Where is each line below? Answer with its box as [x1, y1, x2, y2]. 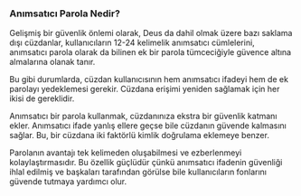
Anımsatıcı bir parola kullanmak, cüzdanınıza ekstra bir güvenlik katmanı [9, 111, 277, 122]
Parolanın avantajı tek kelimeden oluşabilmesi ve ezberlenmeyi [9, 147, 242, 158]
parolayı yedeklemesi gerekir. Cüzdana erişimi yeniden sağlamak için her [9, 84, 280, 95]
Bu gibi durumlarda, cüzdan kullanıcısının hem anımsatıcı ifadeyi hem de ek [9, 74, 289, 85]
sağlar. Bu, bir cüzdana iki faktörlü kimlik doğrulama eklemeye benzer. [9, 130, 269, 141]
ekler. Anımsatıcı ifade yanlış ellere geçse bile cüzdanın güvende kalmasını [9, 120, 287, 131]
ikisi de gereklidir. [9, 93, 75, 104]
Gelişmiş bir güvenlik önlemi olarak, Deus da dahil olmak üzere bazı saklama [9, 28, 293, 39]
